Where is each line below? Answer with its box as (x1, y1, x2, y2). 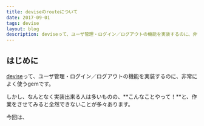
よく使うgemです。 (6, 80, 55, 87)
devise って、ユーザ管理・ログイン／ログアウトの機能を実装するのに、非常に (6, 72, 198, 79)
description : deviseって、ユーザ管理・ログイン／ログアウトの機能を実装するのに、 (6, 31, 193, 38)
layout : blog (6, 25, 39, 32)
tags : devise (6, 20, 39, 26)
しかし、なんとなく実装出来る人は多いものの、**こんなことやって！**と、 (6, 93, 192, 100)
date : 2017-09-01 (6, 15, 50, 21)
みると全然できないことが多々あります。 (32, 101, 134, 108)
